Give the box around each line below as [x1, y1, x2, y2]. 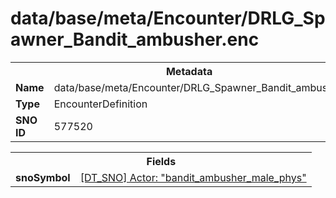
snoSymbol [15, 170, 71, 184]
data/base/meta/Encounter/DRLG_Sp [10, 7, 326, 30]
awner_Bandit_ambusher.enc [10, 28, 260, 51]
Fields [146, 154, 177, 168]
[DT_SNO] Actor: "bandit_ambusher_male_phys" [79, 170, 307, 184]
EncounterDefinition [53, 97, 148, 111]
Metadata [165, 64, 213, 78]
